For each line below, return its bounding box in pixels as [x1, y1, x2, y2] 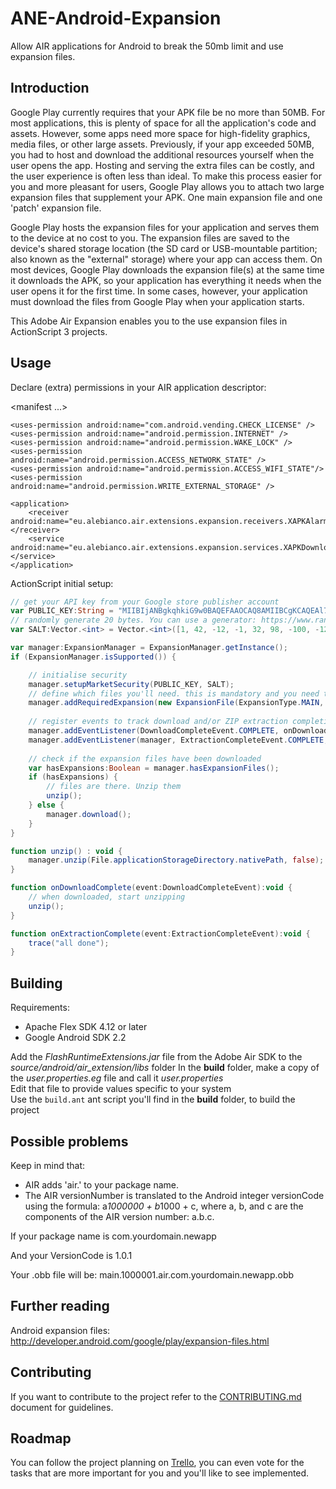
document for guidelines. [10, 1401, 114, 1413]
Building [10, 975, 63, 992]
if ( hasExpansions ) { [28, 772, 118, 782]
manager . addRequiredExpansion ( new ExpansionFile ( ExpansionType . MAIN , [28, 698, 325, 708]
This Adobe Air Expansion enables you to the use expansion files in [10, 315, 288, 327]
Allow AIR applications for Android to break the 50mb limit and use [10, 40, 284, 52]
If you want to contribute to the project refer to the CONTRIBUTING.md [10, 1390, 302, 1402]
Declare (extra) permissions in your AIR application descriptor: [10, 381, 267, 393]
